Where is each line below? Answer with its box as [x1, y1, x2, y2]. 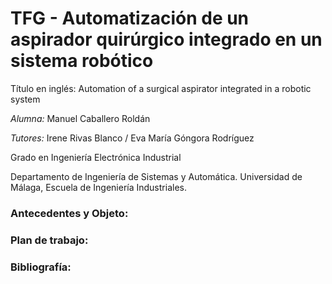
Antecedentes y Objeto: [10, 206, 129, 220]
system [10, 93, 41, 105]
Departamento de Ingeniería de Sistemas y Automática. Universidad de [10, 170, 303, 182]
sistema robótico [10, 50, 154, 72]
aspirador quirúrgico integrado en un [10, 28, 323, 51]
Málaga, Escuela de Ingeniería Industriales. [10, 181, 187, 193]
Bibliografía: [10, 260, 72, 274]
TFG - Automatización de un [10, 7, 250, 30]
